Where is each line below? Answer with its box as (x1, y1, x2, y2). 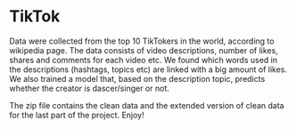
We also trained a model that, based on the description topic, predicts (9, 73, 266, 84)
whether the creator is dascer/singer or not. (9, 83, 169, 93)
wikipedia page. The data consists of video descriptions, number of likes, (9, 44, 278, 55)
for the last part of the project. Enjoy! (9, 109, 144, 120)
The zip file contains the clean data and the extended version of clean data (9, 100, 284, 110)
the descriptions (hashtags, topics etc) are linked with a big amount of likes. (9, 64, 288, 75)
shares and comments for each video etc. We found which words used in (9, 54, 278, 65)
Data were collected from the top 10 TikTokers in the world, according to (9, 36, 275, 46)
